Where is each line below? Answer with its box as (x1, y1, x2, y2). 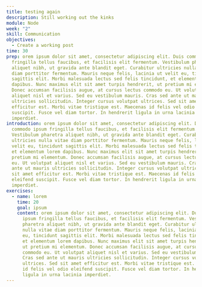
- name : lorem (11, 193, 47, 199)
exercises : (6, 188, 34, 194)
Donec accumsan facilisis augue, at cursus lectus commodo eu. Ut (11, 87, 182, 93)
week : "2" (6, 25, 31, 32)
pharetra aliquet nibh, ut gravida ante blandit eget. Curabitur (22, 221, 189, 227)
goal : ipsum (17, 205, 47, 211)
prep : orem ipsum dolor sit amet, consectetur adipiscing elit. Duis (6, 54, 185, 60)
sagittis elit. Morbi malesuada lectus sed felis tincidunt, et (11, 76, 176, 82)
